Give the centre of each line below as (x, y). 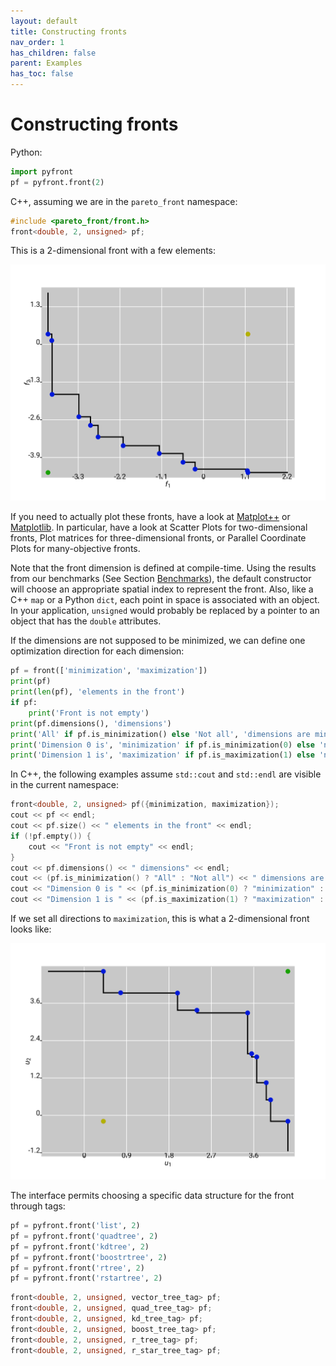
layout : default (44, 21)
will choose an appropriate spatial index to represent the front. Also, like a (162, 589)
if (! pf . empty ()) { (51, 836)
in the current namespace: (65, 785)
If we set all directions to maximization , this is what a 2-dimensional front (160, 919)
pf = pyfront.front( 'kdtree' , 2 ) (80, 1246)
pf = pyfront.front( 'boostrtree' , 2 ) (89, 1257)
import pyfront (42, 171)
